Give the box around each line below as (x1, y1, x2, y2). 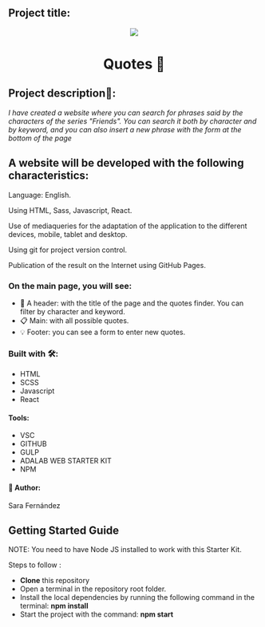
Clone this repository (19, 576, 90, 586)
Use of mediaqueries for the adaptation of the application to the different (8, 221, 247, 231)
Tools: (8, 412, 30, 422)
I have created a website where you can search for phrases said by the (8, 108, 243, 117)
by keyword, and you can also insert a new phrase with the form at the (8, 124, 242, 134)
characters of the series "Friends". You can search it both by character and (8, 116, 257, 126)
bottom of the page (8, 133, 72, 143)
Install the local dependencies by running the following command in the (19, 593, 255, 602)
